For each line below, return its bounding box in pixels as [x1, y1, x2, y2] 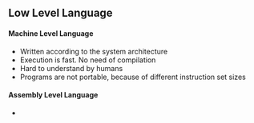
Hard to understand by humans [19, 63, 123, 73]
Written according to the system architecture [19, 46, 168, 56]
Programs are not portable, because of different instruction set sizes [19, 72, 246, 81]
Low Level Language [8, 6, 114, 20]
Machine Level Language [8, 28, 94, 38]
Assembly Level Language [8, 90, 99, 100]
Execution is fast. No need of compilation [19, 55, 156, 65]
